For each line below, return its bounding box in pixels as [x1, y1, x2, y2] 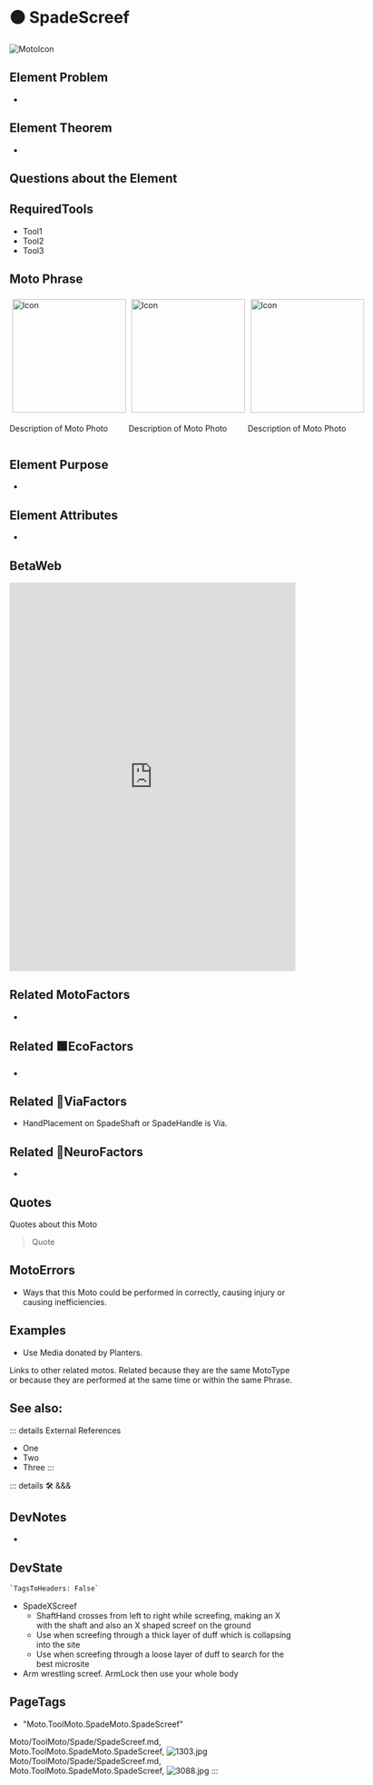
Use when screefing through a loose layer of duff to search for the [35, 1649, 284, 1660]
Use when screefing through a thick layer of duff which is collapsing [35, 1630, 292, 1640]
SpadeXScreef [22, 1601, 77, 1611]
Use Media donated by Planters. [22, 1347, 143, 1358]
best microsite [35, 1659, 90, 1670]
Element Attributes [9, 507, 119, 523]
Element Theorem [9, 120, 113, 136]
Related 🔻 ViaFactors [9, 1094, 127, 1110]
